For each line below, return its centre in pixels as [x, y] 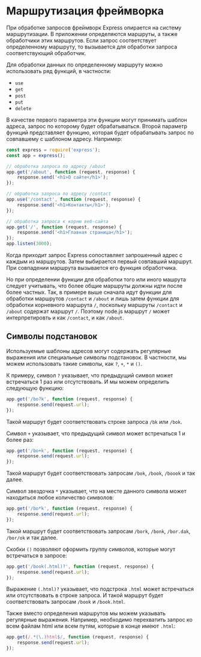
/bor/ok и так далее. [32, 537]
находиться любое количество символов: [60, 498]
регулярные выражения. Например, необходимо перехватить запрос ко [100, 620]
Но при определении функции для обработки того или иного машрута [96, 279]
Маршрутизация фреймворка [85, 11]
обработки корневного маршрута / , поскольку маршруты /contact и [94, 305]
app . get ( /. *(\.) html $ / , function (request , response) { [77, 637]
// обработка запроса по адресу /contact [59, 194]
